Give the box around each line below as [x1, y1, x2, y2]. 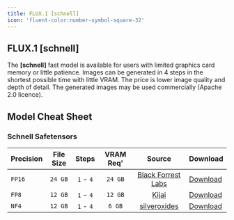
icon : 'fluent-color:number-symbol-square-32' [7, 17, 145, 24]
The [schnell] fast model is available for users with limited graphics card [7, 61, 215, 70]
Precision [10, 154, 43, 164]
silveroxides [139, 201, 179, 211]
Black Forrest [137, 170, 181, 180]
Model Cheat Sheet [7, 111, 93, 123]
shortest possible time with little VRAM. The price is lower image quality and [7, 76, 226, 84]
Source [146, 154, 172, 164]
